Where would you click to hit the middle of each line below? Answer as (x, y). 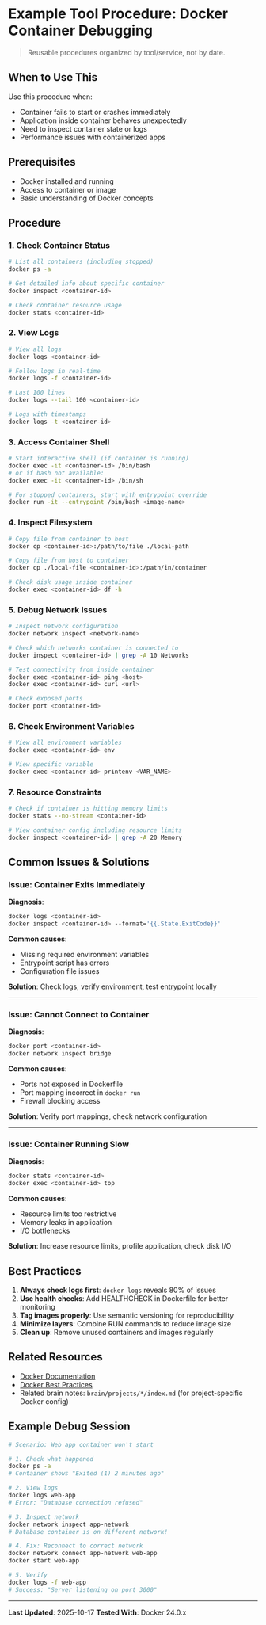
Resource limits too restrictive (68, 1214)
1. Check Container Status (59, 245)
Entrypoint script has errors (65, 963)
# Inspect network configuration (63, 627)
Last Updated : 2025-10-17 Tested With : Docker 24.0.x (97, 1612)
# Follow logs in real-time (55, 371)
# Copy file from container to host (68, 539)
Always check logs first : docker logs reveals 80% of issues (118, 1290)
